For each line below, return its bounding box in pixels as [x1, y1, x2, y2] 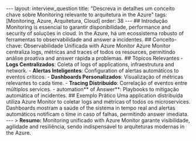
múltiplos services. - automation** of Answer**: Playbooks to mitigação [6, 86, 180, 92]
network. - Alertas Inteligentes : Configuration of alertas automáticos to [6, 67, 179, 74]
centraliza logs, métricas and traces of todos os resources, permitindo [6, 49, 176, 55]
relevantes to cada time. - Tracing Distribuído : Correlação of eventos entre [6, 80, 188, 87]
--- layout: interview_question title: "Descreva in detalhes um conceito [6, 5, 176, 12]
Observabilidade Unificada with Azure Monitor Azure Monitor [23, 42, 171, 49]
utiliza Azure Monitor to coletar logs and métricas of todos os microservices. [6, 98, 191, 105]
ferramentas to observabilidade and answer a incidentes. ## [6, 36, 152, 43]
